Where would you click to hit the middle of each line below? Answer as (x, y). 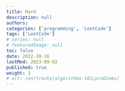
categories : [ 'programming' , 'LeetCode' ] (59, 28)
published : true (26, 67)
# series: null (25, 40)
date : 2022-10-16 (28, 56)
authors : (17, 23)
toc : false (20, 51)
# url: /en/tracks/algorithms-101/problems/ (63, 78)
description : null (29, 17)
